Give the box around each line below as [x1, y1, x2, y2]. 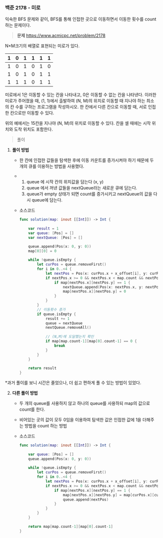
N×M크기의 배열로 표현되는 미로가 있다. [5, 43, 80, 49]
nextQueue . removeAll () [45, 325, 91, 330]
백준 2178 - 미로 [5, 4, 41, 11]
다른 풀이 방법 [12, 390, 38, 396]
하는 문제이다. [5, 22, 32, 28]
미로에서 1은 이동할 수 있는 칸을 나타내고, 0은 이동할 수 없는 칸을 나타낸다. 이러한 [5, 92, 157, 98]
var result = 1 [28, 226, 59, 231]
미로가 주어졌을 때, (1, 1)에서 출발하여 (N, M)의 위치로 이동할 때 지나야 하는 [5, 98, 146, 104]
